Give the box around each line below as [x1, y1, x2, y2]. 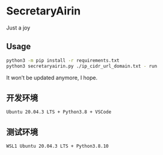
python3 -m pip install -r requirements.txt [6, 57, 120, 64]
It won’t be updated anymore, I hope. [6, 74, 98, 81]
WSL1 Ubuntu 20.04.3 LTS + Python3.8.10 [6, 143, 109, 150]
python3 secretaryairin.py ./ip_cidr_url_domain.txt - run [6, 63, 158, 69]
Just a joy [6, 24, 31, 31]
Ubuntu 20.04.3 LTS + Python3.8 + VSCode [6, 109, 112, 115]
